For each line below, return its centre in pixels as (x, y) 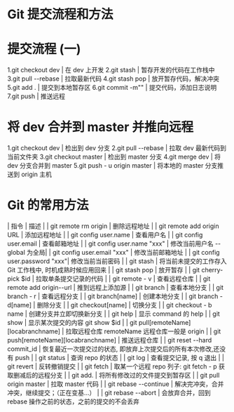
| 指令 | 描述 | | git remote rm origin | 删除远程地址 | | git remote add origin (113, 226)
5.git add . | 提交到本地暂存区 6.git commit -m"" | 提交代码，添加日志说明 (112, 88)
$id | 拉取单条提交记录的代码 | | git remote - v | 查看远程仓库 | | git (116, 279)
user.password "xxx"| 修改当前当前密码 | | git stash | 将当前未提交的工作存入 (117, 261)
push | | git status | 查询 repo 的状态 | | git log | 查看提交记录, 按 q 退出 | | (119, 358)
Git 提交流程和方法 (60, 14)
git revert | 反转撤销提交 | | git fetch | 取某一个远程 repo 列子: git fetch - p (112, 366)
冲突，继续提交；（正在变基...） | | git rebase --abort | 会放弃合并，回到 (109, 393)
